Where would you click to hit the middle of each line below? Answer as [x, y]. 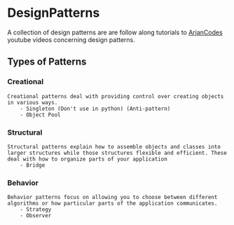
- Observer [36, 216]
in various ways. [33, 102]
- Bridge [33, 165]
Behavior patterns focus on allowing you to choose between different [112, 198]
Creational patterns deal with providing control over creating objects [116, 96]
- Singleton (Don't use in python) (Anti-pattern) [95, 109]
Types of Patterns [47, 62]
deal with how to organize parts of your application [88, 159]
